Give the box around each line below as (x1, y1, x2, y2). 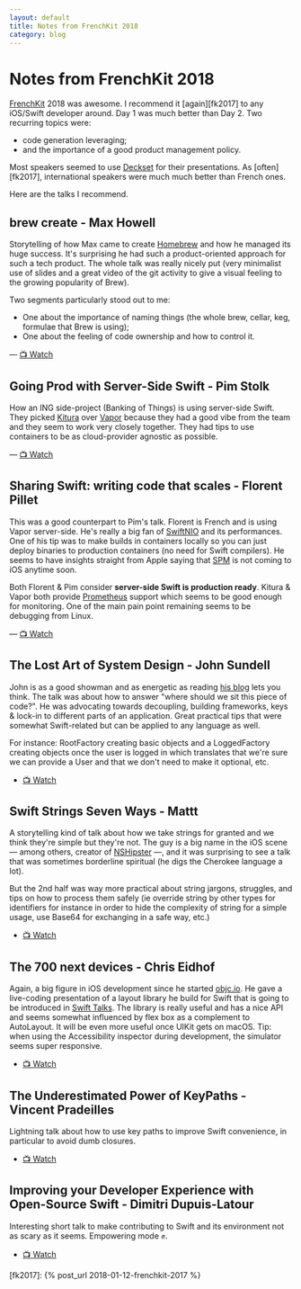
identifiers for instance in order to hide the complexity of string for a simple (9, 902, 288, 913)
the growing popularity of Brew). (9, 277, 130, 288)
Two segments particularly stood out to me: (9, 294, 171, 306)
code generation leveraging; (22, 135, 128, 146)
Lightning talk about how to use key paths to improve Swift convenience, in (9, 1126, 288, 1136)
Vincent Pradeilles (9, 1102, 115, 1117)
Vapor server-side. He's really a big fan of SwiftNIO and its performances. (9, 525, 283, 536)
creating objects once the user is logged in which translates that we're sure (9, 747, 288, 757)
